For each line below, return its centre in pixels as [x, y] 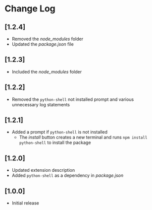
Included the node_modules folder [47, 71]
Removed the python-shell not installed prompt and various [73, 99]
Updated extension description [43, 170]
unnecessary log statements [41, 104]
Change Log [30, 9]
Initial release [25, 203]
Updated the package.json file [43, 44]
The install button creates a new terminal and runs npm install [83, 138]
